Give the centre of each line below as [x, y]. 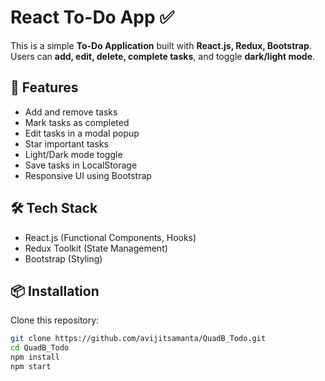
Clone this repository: [55, 320]
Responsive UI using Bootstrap [88, 175]
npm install [35, 357]
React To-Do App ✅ [92, 17]
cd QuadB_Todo [40, 348]
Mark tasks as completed [77, 122]
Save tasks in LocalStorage [81, 165]
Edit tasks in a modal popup [82, 133]
